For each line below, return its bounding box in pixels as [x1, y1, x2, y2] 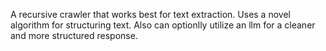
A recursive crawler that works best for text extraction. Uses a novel [10, 9, 291, 20]
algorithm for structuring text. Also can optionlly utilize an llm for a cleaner [10, 19, 316, 31]
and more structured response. [10, 30, 138, 41]
